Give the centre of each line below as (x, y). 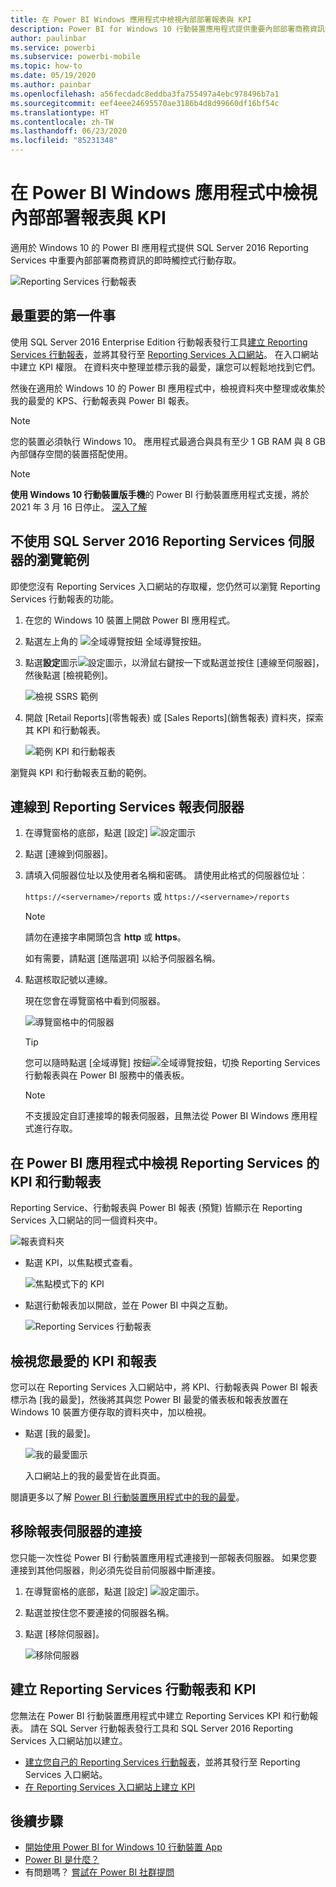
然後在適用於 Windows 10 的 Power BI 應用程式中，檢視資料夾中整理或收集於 (168, 388)
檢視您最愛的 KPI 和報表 (83, 1361)
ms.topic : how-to (46, 66)
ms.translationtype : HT (60, 112)
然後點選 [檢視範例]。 (68, 675)
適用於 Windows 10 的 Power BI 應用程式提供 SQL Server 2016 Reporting (159, 247)
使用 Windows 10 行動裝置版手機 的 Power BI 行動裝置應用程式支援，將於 (160, 494)
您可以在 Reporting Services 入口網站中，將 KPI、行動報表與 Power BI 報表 (164, 1387)
